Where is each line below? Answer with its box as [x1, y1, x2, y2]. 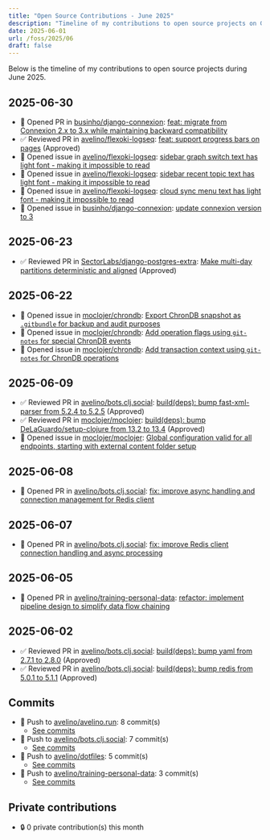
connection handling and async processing [19, 548, 163, 557]
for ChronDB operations [39, 353, 119, 362]
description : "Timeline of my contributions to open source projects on [8, 19, 257, 27]
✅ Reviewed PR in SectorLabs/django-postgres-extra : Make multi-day [19, 256, 253, 266]
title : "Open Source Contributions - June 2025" [8, 11, 174, 20]
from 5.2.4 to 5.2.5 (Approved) [43, 407, 145, 416]
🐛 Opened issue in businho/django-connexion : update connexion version [19, 203, 262, 213]
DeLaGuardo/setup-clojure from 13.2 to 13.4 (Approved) [19, 424, 206, 434]
